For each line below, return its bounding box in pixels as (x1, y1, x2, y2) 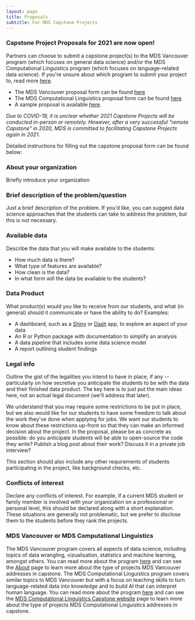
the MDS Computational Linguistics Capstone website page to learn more (6, 595, 183, 602)
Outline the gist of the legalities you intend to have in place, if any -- (6, 373, 169, 380)
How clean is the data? (14, 268, 70, 275)
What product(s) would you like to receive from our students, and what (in (6, 302, 184, 309)
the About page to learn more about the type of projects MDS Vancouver (6, 564, 181, 571)
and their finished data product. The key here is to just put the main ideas (6, 386, 182, 393)
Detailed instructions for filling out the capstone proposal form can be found (6, 142, 189, 149)
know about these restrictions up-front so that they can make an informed (6, 422, 184, 429)
